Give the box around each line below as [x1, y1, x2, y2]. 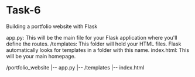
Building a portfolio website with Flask [6, 23, 98, 30]
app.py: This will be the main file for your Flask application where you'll [6, 34, 177, 41]
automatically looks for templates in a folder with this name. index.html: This [6, 46, 189, 53]
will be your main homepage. [6, 52, 76, 60]
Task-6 [6, 3, 41, 17]
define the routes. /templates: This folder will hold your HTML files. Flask [6, 40, 182, 47]
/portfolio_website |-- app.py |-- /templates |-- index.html [6, 64, 145, 71]
